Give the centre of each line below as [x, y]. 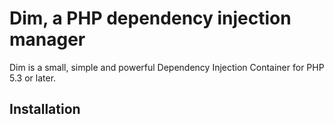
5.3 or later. [33, 78]
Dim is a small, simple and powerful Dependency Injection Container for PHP [167, 67]
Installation [45, 109]
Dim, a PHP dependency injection [150, 18]
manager [47, 39]
